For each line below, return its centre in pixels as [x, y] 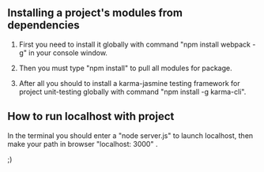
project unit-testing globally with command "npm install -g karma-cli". [132, 92]
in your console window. [68, 52]
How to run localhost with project [91, 116]
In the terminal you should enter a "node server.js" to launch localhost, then [130, 135]
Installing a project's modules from [95, 13]
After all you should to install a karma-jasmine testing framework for [129, 83]
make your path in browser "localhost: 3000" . [83, 144]
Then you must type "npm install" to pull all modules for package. [125, 68]
